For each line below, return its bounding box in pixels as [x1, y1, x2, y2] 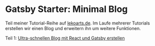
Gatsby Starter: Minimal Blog [5, 3, 128, 15]
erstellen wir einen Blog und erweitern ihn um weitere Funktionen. [5, 25, 141, 31]
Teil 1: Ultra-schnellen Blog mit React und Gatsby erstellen [5, 35, 125, 41]
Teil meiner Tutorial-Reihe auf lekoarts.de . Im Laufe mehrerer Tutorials [5, 20, 150, 26]
